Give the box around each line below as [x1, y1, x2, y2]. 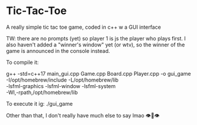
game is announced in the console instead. [6, 47, 111, 54]
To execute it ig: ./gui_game [6, 100, 73, 107]
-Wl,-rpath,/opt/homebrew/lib [6, 89, 78, 96]
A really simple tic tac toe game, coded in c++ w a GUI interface [6, 23, 161, 31]
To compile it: [6, 59, 39, 66]
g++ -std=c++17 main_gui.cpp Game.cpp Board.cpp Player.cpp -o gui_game [6, 70, 191, 77]
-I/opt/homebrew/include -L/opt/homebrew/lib [6, 76, 119, 83]
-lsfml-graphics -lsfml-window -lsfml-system [6, 82, 116, 89]
